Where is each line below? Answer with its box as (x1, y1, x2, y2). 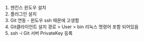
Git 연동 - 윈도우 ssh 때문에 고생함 (10, 17, 80, 23)
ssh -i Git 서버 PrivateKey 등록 (10, 30, 73, 36)
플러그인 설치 (10, 11, 37, 17)
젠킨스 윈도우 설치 (10, 5, 46, 10)
